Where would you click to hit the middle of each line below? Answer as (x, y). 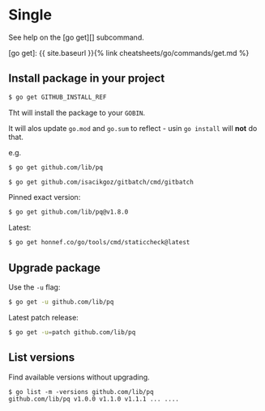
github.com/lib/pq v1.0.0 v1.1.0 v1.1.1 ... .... (94, 399)
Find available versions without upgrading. (79, 377)
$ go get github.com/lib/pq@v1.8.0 (68, 212)
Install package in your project (87, 78)
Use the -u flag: (34, 287)
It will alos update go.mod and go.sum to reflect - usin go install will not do (133, 128)
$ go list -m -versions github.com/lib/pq (81, 392)
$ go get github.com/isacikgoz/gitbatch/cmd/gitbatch (101, 182)
